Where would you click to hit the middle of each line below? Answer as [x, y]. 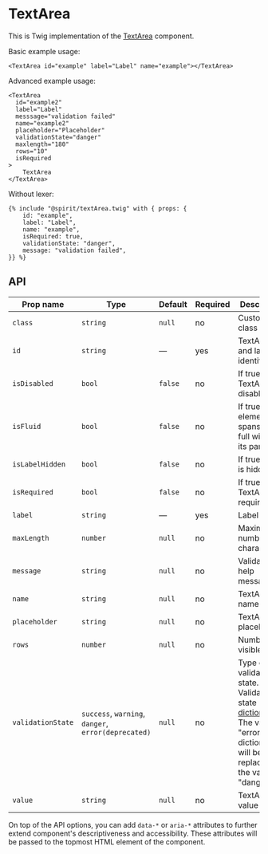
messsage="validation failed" [65, 116]
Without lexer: [31, 194]
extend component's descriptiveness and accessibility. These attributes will [133, 833]
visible [250, 649]
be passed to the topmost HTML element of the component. [107, 841]
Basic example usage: [44, 51]
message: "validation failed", [75, 250]
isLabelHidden [39, 464]
